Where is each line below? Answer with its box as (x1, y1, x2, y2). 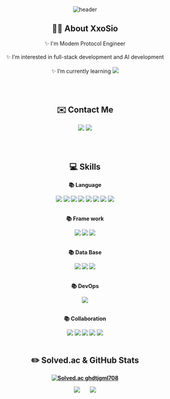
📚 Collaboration (64, 315, 106, 322)
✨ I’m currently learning (51, 67, 111, 75)
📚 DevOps (70, 283, 100, 290)
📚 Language (68, 181, 102, 189)
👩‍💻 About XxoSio (51, 23, 119, 34)
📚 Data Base (68, 249, 102, 256)
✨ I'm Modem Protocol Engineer (44, 40, 126, 47)
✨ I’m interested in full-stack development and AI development (6, 53, 164, 61)
